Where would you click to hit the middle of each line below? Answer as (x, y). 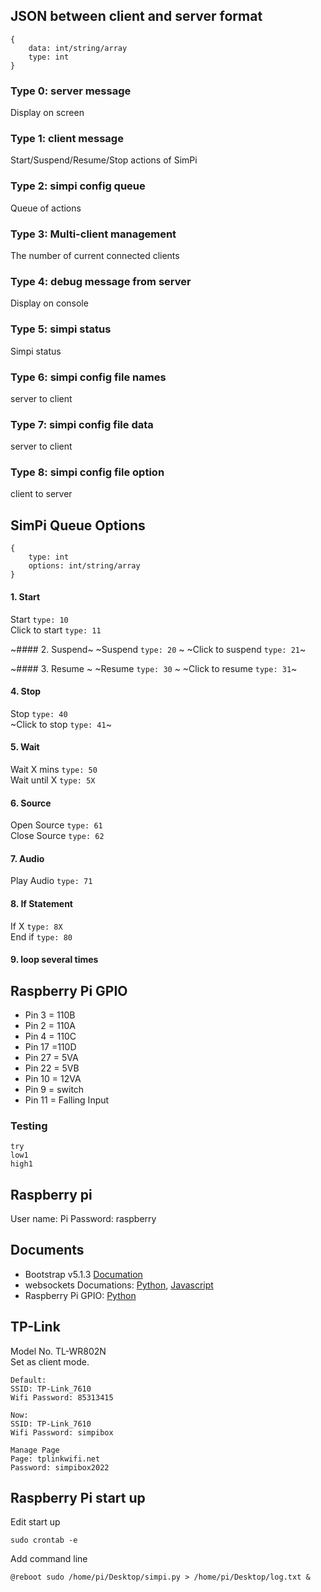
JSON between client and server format (136, 16)
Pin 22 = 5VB (52, 1068)
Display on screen (47, 113)
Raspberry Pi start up (78, 1498)
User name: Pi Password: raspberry (83, 1219)
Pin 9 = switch (54, 1089)
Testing (29, 1126)
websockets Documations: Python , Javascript (119, 1285)
